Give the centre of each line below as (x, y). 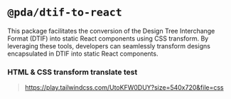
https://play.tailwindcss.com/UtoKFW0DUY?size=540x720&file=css (124, 88)
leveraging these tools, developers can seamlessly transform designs (109, 46)
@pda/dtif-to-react (65, 12)
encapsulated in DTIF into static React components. (83, 53)
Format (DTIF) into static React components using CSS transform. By (108, 38)
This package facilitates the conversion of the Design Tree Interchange (111, 31)
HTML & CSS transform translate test (72, 72)
